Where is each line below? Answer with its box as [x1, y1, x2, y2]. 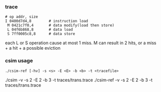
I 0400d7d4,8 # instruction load [5, 18, 89, 24]
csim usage [5, 57, 33, 64]
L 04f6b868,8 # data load [7, 27, 73, 32]
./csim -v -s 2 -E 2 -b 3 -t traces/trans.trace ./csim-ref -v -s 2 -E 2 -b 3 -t [5, 77, 153, 83]
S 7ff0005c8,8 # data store [7, 32, 76, 37]
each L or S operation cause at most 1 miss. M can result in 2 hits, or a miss [5, 40, 157, 46]
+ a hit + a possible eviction [5, 45, 61, 51]
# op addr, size [5, 15, 38, 19]
